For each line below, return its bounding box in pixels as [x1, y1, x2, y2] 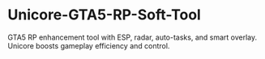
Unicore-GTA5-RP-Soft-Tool [7, 6, 202, 24]
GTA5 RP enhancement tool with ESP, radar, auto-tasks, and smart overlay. [7, 32, 258, 42]
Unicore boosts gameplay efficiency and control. [7, 40, 170, 50]
